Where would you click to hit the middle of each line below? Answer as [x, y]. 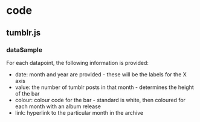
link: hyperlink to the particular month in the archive [79, 112]
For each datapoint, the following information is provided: [78, 63]
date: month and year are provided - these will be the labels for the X [101, 74]
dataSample [24, 50]
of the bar [27, 93]
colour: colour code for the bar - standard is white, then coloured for [100, 100]
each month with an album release [58, 106]
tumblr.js [24, 33]
